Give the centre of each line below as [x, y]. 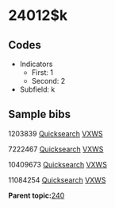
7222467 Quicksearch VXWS [56, 149]
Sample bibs [40, 114]
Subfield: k [37, 89]
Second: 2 [48, 81]
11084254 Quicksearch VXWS [57, 180]
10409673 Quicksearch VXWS [57, 164]
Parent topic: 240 [36, 195]
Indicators [36, 64]
